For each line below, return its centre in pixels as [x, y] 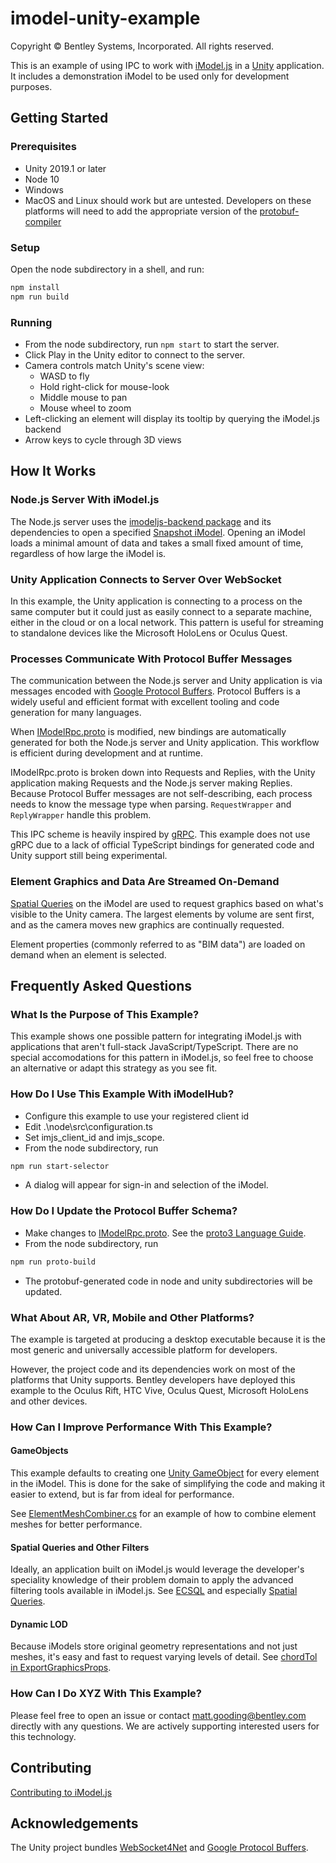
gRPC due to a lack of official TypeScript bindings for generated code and [162, 845]
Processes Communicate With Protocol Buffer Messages [151, 659]
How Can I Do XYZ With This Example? [106, 1694]
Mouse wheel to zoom [85, 408]
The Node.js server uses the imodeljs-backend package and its [141, 521]
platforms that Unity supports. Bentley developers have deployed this [153, 1379]
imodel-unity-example [105, 18]
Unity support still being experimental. [89, 856]
